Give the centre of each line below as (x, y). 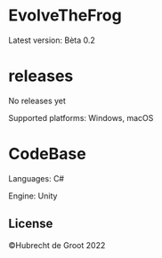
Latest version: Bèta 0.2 (52, 40)
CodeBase (47, 154)
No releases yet (37, 101)
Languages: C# (36, 178)
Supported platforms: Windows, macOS (81, 117)
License (31, 224)
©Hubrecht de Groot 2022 (57, 245)
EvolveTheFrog (65, 16)
